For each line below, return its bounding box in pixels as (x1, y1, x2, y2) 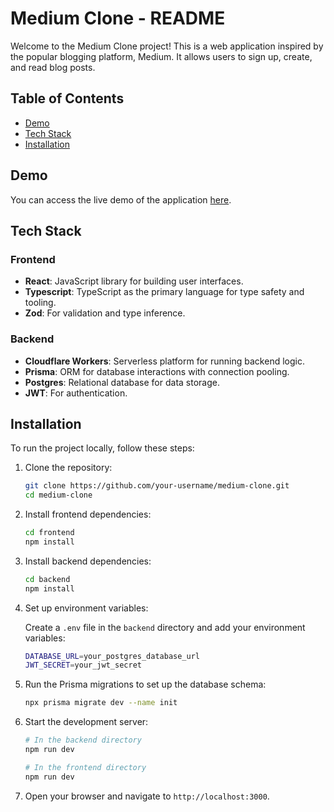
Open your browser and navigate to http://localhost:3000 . (24, 790, 270, 802)
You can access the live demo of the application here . (10, 193, 232, 206)
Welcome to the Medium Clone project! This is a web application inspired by (10, 40, 324, 52)
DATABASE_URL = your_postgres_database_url (24, 651, 201, 661)
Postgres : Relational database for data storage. (24, 376, 220, 388)
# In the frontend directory (24, 762, 147, 772)
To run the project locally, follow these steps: (10, 442, 195, 454)
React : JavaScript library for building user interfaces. (24, 275, 244, 287)
